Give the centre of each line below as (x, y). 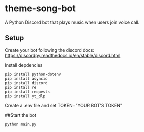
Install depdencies (24, 65)
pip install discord (27, 83)
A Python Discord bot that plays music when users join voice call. (72, 22)
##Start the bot (21, 115)
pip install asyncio (27, 79)
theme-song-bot (40, 9)
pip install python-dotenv (33, 74)
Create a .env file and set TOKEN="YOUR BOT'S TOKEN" (64, 105)
